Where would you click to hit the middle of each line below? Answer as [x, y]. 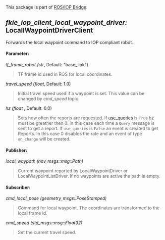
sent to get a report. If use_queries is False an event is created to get [88, 129]
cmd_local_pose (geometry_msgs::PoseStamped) [56, 198]
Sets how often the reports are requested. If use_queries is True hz [86, 118]
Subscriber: [18, 187]
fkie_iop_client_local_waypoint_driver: [67, 23]
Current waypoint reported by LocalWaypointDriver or [73, 171]
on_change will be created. [44, 139]
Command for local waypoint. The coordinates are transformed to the [89, 208]
